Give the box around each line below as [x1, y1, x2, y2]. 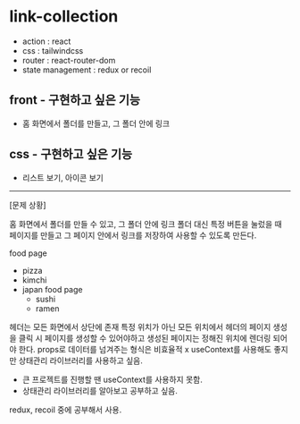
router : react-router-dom [21, 55, 116, 65]
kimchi [21, 275, 47, 285]
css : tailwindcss [21, 45, 84, 55]
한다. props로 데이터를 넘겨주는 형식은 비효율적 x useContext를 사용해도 [18, 343, 272, 354]
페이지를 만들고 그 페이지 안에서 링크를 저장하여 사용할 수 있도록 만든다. [9, 230, 257, 241]
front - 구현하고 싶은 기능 [9, 92, 141, 108]
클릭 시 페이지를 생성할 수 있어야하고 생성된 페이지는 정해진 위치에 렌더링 [18, 333, 271, 343]
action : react [21, 36, 71, 47]
